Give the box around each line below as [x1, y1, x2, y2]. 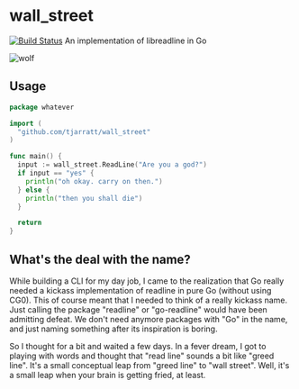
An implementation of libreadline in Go [64, 35, 207, 46]
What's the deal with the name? [9, 251, 191, 267]
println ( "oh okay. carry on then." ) [25, 176, 164, 185]
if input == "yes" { [17, 168, 95, 177]
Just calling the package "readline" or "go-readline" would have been [9, 303, 267, 315]
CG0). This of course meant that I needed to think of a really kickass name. [9, 294, 288, 305]
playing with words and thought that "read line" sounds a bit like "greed [9, 350, 275, 361]
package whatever [9, 103, 75, 112]
